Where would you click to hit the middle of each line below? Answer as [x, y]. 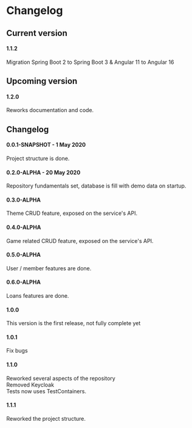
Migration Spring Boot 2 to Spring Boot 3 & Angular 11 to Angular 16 [90, 62]
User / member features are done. [49, 268]
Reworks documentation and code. [50, 110]
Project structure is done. [38, 158]
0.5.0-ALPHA [24, 255]
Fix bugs [17, 351]
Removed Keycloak [30, 385]
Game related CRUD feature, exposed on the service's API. [80, 240]
